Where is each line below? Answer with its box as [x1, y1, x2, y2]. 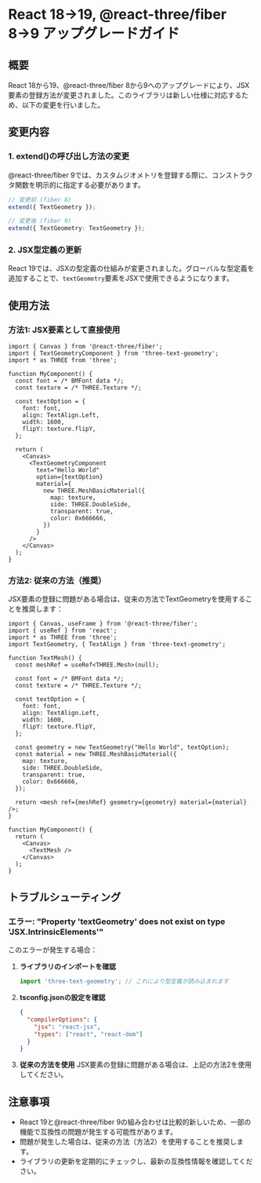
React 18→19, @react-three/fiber [8, 5, 227, 24]
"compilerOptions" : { [27, 1015, 98, 1024]
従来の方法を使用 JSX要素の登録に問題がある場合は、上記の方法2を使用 [19, 1060, 252, 1069]
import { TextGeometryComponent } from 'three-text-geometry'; [8, 349, 219, 358]
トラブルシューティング [8, 890, 121, 904]
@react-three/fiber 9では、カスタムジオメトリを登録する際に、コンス [8, 170, 233, 180]
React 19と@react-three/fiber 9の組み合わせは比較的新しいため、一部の [19, 1117, 252, 1127]
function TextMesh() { [8, 654, 82, 663]
